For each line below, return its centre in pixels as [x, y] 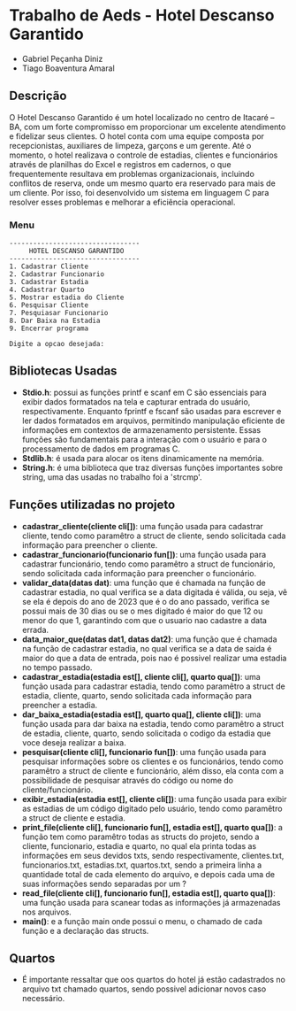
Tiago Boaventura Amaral [68, 68]
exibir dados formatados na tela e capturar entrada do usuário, [136, 401]
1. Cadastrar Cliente [49, 266]
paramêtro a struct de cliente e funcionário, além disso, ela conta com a [153, 770]
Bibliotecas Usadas [63, 371]
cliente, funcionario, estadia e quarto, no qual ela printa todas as [139, 845]
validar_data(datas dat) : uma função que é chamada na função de [144, 583]
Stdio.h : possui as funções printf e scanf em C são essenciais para [144, 392]
